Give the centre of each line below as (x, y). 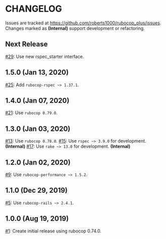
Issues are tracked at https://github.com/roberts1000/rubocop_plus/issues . (83, 23)
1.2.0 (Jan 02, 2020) (38, 162)
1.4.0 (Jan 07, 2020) (37, 100)
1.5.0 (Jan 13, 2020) (37, 72)
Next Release (26, 44)
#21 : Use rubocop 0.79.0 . (32, 113)
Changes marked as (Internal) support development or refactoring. (75, 28)
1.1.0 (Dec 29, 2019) (37, 191)
